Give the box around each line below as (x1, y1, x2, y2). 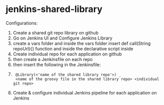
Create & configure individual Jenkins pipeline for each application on (13, 89, 157, 95)
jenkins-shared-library (6, 3, 103, 15)
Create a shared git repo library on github (13, 29, 99, 35)
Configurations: (6, 20, 38, 26)
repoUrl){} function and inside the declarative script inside (13, 45, 133, 51)
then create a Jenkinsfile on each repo (13, 56, 93, 62)
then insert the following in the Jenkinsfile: (13, 61, 101, 67)
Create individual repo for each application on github (13, 51, 122, 57)
